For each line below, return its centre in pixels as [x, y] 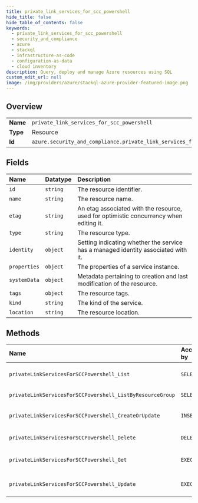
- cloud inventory [34, 66]
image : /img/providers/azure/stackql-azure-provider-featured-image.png [97, 83]
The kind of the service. [110, 303]
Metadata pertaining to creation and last [133, 276]
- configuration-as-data [42, 61]
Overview [24, 107]
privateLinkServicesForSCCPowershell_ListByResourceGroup [92, 395]
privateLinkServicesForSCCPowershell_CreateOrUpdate [85, 416]
